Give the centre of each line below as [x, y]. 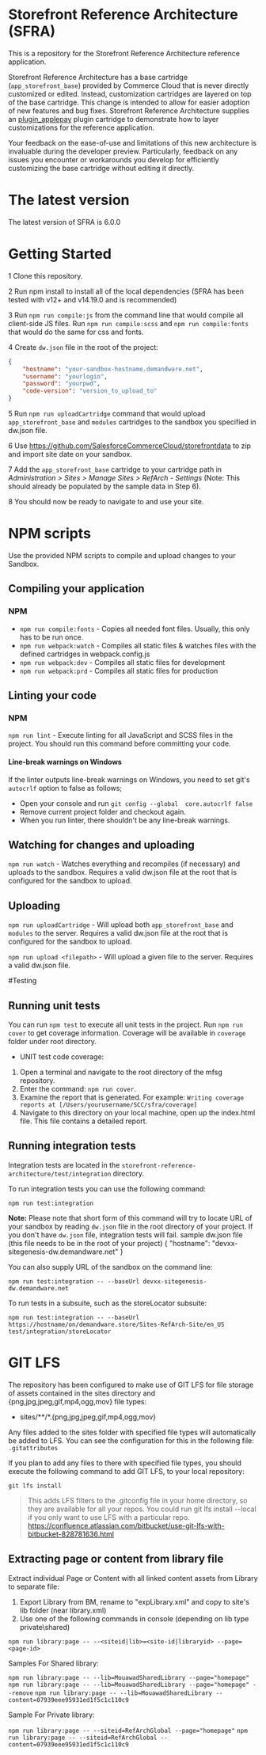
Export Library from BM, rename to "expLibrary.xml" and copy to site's [134, 1601]
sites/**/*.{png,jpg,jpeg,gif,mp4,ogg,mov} [88, 1417]
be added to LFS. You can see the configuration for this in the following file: [131, 1440]
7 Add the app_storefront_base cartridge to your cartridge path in [115, 469]
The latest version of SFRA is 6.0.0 [65, 222]
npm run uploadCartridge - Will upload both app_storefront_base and [121, 925]
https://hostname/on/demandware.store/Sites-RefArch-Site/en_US [116, 1324]
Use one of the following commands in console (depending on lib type [134, 1618]
